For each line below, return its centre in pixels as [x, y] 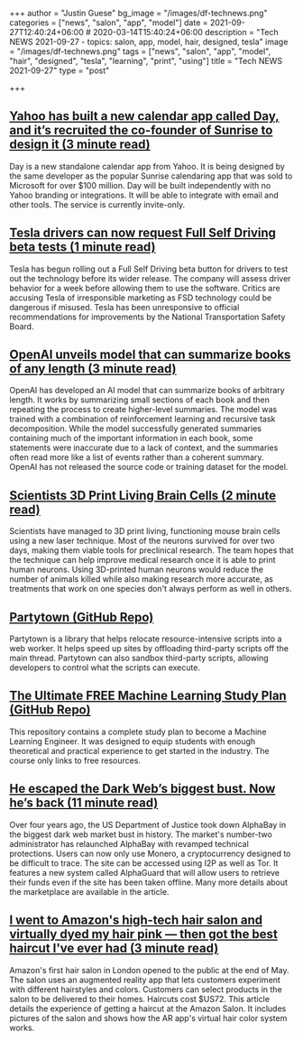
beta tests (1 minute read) [83, 247]
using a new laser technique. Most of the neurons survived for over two [142, 541]
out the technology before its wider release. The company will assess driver [150, 278]
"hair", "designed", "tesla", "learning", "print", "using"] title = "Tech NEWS [146, 61]
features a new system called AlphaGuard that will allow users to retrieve [144, 872]
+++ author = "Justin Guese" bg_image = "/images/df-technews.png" [138, 13]
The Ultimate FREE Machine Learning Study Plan [148, 696]
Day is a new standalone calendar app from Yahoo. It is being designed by [147, 166]
